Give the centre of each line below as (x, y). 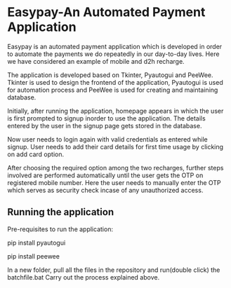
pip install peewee (33, 256)
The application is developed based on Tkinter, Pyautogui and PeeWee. (110, 75)
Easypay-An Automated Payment (106, 12)
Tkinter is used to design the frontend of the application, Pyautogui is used (115, 82)
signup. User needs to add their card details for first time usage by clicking (115, 146)
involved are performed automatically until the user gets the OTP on (105, 175)
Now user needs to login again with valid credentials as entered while (108, 139)
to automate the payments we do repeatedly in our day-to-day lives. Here (113, 54)
